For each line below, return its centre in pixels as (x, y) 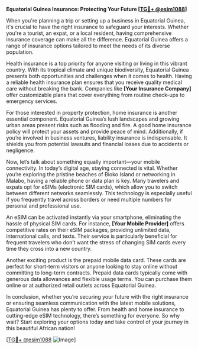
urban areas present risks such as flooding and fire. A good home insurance (99, 125)
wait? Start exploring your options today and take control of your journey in (98, 322)
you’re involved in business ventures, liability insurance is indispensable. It (97, 138)
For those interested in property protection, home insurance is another (92, 113)
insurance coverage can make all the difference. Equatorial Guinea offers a (97, 39)
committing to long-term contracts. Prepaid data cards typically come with (97, 273)
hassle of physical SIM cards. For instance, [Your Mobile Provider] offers (95, 224)
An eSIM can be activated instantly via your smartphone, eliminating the (94, 217)
